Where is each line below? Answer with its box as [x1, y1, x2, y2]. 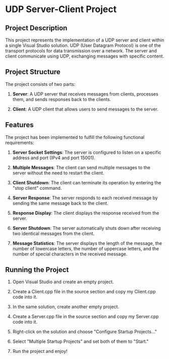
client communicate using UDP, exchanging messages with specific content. [5, 53, 164, 59]
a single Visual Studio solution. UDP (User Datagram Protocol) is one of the [5, 42, 161, 48]
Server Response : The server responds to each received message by [12, 194, 158, 200]
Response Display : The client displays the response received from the [12, 210, 159, 216]
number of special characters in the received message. [12, 251, 128, 257]
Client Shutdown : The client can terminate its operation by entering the [12, 179, 161, 185]
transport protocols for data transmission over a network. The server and [5, 48, 157, 54]
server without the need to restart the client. [12, 170, 104, 176]
